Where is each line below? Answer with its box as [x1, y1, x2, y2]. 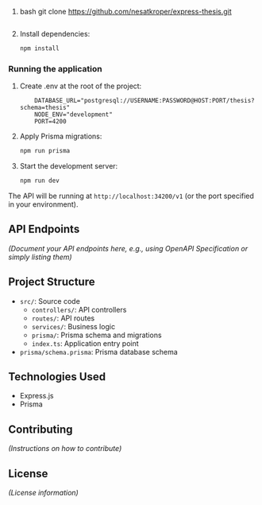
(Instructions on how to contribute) [8, 444, 122, 453]
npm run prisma [19, 147, 71, 155]
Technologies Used [8, 370, 106, 383]
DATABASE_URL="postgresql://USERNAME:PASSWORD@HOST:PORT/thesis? [34, 97, 256, 105]
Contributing [8, 422, 73, 436]
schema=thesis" [19, 103, 71, 112]
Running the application [8, 63, 102, 74]
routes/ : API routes [31, 313, 95, 323]
